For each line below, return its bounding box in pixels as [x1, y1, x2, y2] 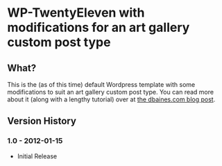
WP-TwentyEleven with [7, 5, 145, 21]
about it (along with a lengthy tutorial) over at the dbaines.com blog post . [7, 95, 216, 103]
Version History [7, 115, 76, 127]
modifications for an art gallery [7, 19, 190, 35]
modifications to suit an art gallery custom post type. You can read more [7, 88, 214, 96]
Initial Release [17, 151, 58, 160]
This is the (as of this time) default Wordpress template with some [7, 81, 196, 88]
